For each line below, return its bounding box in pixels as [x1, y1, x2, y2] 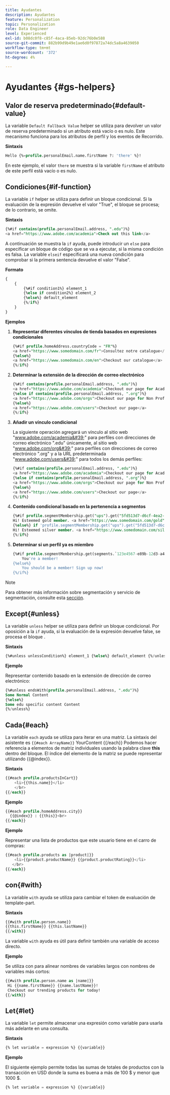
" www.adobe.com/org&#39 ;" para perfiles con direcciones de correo [12, 446, 157, 452]
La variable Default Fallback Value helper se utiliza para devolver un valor [5, 123, 162, 129]
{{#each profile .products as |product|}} [5, 852, 94, 857]
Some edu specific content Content [5, 702, 80, 707]
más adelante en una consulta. [5, 1025, 69, 1031]
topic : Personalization [5, 21, 56, 27]
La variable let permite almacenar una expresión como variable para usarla [5, 1020, 163, 1026]
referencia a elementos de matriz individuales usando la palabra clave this [5, 745, 160, 751]
